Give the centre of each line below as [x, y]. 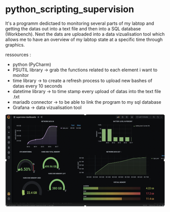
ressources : [18, 55]
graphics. [15, 45]
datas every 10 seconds [37, 86]
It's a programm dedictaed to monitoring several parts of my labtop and [80, 23]
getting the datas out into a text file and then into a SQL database [73, 28]
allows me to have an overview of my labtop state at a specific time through [84, 39]
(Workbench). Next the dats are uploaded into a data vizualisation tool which [85, 34]
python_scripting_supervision [70, 9]
